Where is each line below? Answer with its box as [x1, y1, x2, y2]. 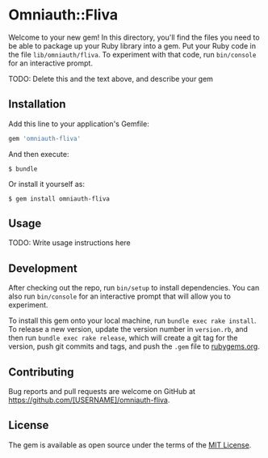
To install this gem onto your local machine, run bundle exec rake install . [8, 316, 257, 325]
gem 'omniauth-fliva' [8, 134, 82, 142]
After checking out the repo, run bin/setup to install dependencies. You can [8, 283, 260, 293]
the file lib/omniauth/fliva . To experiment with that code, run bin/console [8, 49, 257, 59]
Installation [8, 97, 66, 111]
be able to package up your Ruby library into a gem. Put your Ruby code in [8, 40, 257, 50]
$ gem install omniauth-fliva [8, 194, 111, 203]
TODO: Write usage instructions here [8, 238, 131, 248]
